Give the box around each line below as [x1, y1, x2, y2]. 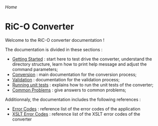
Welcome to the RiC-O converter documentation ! [5, 37, 105, 43]
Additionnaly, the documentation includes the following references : [5, 96, 141, 102]
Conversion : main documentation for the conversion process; [12, 72, 137, 77]
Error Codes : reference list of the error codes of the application [12, 106, 140, 111]
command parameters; [12, 66, 58, 72]
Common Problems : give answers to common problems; [12, 87, 127, 93]
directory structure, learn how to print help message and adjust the [12, 61, 147, 67]
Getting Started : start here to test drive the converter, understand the [12, 56, 152, 62]
